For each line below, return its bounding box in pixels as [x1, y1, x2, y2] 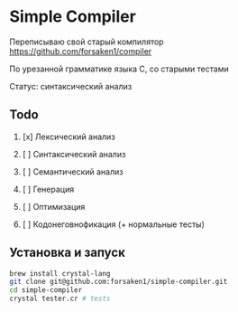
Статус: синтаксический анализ [9, 80, 133, 91]
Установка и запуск [9, 245, 126, 260]
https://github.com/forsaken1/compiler [9, 45, 152, 56]
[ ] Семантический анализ [22, 165, 124, 177]
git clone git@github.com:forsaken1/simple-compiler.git [9, 278, 228, 287]
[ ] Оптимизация [22, 201, 86, 212]
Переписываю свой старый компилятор [9, 36, 164, 47]
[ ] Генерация [22, 184, 75, 194]
